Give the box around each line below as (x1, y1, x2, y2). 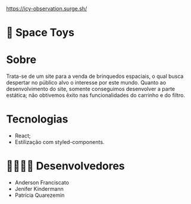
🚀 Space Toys (6, 26, 75, 39)
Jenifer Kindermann (14, 186, 64, 192)
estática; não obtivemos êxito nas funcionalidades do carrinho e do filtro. (6, 92, 186, 99)
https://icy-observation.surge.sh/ (6, 5, 87, 12)
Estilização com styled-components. (14, 139, 105, 146)
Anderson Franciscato (14, 179, 70, 186)
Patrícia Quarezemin (14, 192, 65, 199)
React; (14, 132, 31, 139)
